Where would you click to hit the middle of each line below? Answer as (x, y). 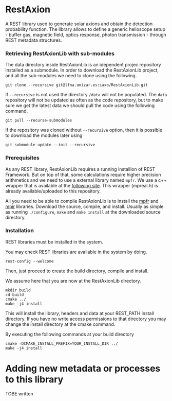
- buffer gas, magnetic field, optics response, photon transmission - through (86, 34)
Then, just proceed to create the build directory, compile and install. (77, 271)
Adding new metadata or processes (83, 369)
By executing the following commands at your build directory (70, 334)
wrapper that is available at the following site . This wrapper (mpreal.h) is (82, 185)
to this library (34, 380)
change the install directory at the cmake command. (60, 324)
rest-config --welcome (30, 261)
